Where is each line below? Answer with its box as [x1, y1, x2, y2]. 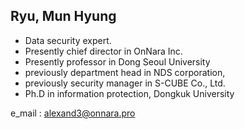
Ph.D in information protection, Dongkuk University [24, 87, 235, 99]
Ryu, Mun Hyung [10, 8, 117, 25]
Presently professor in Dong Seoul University [24, 55, 211, 68]
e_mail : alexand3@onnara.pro [10, 107, 136, 119]
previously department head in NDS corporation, [24, 66, 226, 78]
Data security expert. [24, 34, 112, 46]
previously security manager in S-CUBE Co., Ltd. [24, 77, 226, 89]
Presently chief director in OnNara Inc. [24, 45, 183, 57]
